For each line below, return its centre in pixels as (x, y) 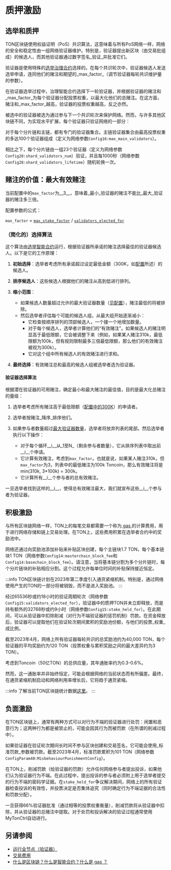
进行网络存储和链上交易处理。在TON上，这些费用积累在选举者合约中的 (83, 532)
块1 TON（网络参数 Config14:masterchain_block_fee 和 (62, 556)
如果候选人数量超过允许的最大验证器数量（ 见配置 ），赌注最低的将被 (91, 303)
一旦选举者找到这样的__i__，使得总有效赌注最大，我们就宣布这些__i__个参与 (83, 488)
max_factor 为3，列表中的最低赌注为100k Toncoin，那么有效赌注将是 (92, 465)
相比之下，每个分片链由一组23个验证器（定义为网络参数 (64, 149)
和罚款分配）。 (20, 794)
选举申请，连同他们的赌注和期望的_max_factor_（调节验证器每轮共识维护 (81, 74)
